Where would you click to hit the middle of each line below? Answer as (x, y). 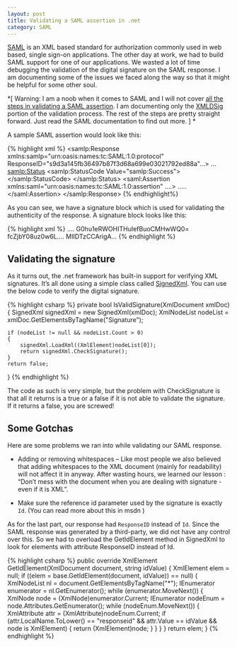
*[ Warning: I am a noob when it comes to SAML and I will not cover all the (115, 99)
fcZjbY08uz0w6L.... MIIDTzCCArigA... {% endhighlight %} (92, 237)
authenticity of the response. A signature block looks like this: (97, 215)
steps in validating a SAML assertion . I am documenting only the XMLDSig (115, 106)
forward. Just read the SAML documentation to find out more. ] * (102, 121)
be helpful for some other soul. (52, 85)
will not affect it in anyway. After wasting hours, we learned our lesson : (122, 474)
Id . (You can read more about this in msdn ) (81, 510)
